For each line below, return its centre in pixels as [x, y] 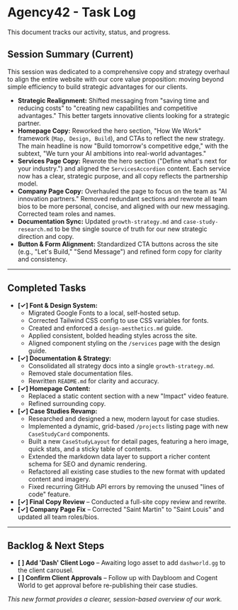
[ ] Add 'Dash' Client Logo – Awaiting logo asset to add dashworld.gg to [121, 563]
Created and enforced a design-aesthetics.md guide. [106, 328]
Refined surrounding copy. [67, 403]
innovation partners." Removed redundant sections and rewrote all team [123, 198]
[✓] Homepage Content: [54, 388]
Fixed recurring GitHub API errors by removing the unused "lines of [126, 486]
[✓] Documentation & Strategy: [64, 358]
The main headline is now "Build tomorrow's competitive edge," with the [123, 146]
